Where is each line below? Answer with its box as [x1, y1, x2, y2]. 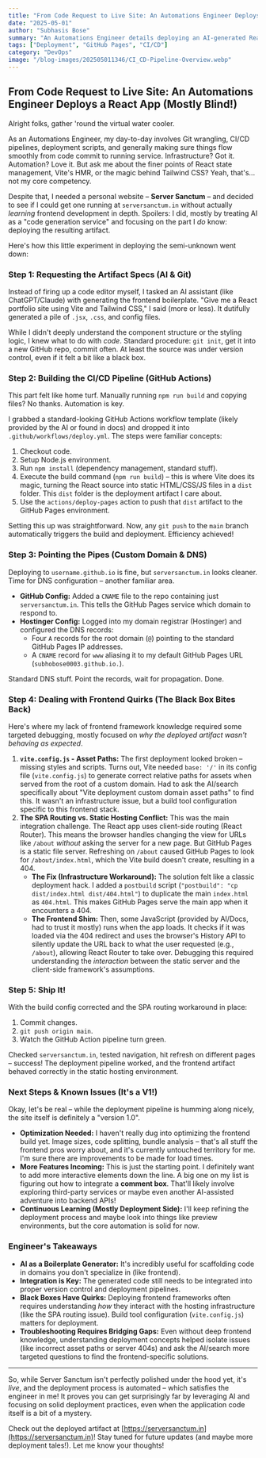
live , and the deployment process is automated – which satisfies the [8, 1383, 230, 1392]
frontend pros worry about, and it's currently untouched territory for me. [19, 1145, 256, 1155]
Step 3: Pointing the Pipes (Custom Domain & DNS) [8, 549, 207, 560]
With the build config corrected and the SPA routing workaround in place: [8, 1003, 248, 1012]
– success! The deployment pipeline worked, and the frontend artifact [8, 1058, 236, 1068]
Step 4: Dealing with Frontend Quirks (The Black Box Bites [8, 693, 236, 704]
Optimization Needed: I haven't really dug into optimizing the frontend [19, 1128, 251, 1138]
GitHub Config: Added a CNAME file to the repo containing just [19, 591, 219, 600]
